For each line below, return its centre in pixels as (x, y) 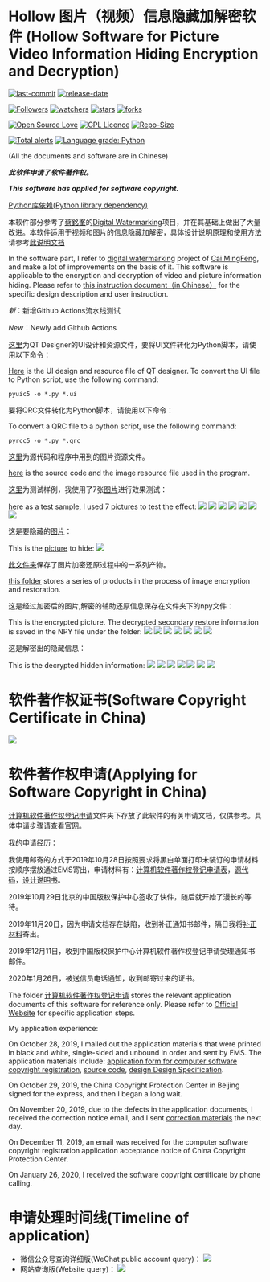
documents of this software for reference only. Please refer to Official (123, 1004)
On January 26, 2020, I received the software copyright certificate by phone (135, 1174)
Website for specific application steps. (72, 1013)
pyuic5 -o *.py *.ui (43, 394)
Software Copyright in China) (108, 792)
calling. (20, 1183)
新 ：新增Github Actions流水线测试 (65, 310)
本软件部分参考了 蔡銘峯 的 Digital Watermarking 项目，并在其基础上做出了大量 (135, 222)
